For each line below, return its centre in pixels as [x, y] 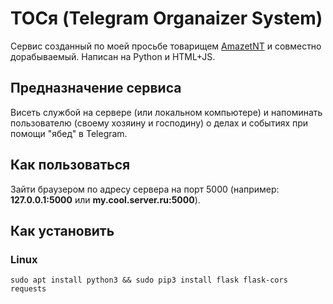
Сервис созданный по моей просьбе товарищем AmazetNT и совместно [166, 46]
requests [28, 289]
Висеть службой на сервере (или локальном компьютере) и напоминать [166, 112]
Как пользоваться [70, 165]
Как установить [62, 230]
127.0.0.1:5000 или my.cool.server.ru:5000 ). [105, 199]
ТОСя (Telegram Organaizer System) [166, 18]
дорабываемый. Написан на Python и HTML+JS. [113, 56]
